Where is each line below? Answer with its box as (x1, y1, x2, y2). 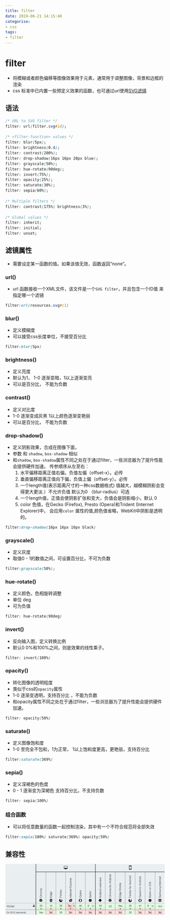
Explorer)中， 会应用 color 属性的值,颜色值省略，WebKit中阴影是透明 (20, 508, 163, 514)
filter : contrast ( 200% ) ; (5, 150, 58, 155)
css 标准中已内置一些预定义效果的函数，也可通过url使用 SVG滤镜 (12, 87, 147, 93)
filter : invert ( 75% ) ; (5, 172, 51, 177)
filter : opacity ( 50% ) (5, 715, 51, 721)
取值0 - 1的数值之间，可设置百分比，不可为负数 (12, 555, 111, 561)
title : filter (5, 8, 35, 13)
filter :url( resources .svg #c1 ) (5, 303, 69, 308)
